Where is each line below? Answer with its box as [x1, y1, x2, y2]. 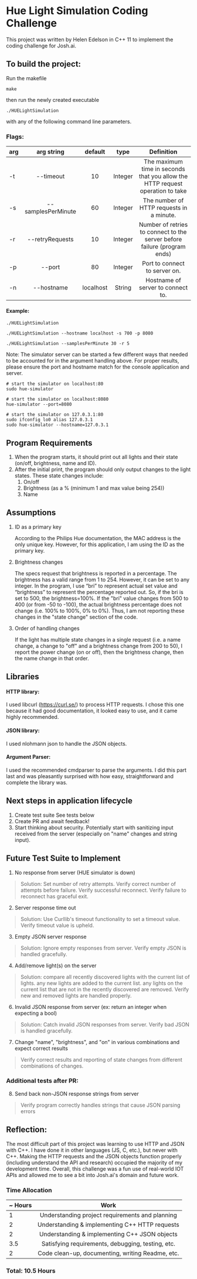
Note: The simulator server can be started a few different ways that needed [6, 351, 188, 358]
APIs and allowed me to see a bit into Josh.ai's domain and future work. [6, 1171, 179, 1178]
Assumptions [6, 508, 56, 518]
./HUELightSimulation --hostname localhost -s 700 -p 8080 [6, 330, 154, 336]
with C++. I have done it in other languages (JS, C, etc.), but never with [6, 1147, 178, 1154]
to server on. [145, 267, 181, 275]
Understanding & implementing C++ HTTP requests [37, 1220, 180, 1229]
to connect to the [140, 228, 187, 236]
